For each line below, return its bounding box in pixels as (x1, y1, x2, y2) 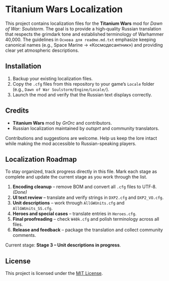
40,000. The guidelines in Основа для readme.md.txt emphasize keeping (5, 37, 156, 43)
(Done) (12, 189, 27, 195)
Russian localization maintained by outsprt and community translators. (12, 125, 159, 131)
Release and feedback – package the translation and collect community (12, 227, 163, 233)
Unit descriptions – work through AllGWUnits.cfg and (12, 200, 125, 206)
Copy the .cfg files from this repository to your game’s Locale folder (12, 81, 155, 87)
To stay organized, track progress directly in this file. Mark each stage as (5, 168, 157, 174)
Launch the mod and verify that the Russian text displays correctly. (12, 91, 152, 97)
